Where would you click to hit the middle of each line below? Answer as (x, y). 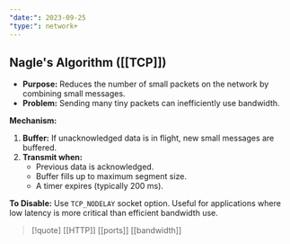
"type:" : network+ (44, 26)
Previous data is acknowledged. (95, 167)
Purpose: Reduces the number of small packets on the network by (145, 84)
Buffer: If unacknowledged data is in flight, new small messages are (148, 138)
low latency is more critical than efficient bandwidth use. (114, 213)
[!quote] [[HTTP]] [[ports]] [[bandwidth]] (106, 230)
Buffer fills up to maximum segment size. (111, 176)
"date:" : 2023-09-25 (48, 18)
